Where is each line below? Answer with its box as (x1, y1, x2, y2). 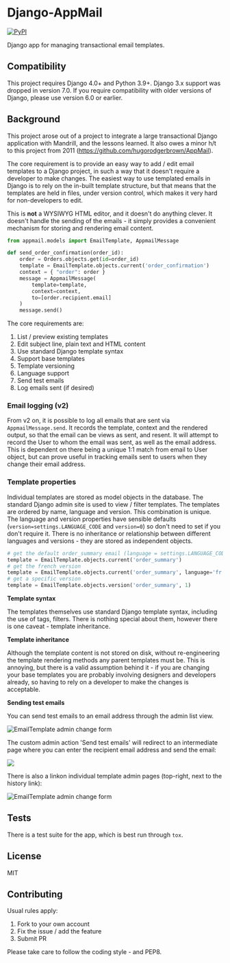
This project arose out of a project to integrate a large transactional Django (7, 132, 218, 140)
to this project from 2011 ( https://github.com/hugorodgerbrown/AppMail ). (7, 146, 214, 154)
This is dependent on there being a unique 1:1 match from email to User (7, 445, 208, 454)
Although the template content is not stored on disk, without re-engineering (7, 649, 220, 657)
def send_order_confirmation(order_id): (7, 249, 125, 257)
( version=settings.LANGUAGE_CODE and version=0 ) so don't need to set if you (7, 522, 221, 530)
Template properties (7, 477, 77, 487)
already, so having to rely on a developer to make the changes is (7, 678, 190, 686)
